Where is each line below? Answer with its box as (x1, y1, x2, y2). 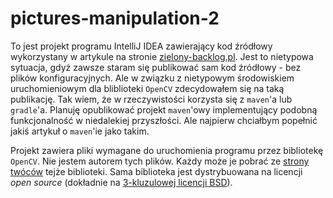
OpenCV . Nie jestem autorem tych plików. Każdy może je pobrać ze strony (10, 155, 310, 167)
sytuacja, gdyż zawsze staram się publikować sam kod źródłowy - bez (10, 61, 302, 73)
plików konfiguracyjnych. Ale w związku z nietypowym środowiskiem (10, 72, 295, 84)
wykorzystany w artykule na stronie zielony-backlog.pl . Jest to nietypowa (10, 50, 314, 62)
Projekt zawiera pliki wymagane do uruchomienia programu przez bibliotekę (10, 144, 324, 156)
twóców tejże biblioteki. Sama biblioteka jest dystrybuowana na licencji (10, 165, 303, 177)
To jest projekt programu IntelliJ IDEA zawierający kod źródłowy (10, 40, 273, 52)
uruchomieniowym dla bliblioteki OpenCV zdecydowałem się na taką (10, 82, 285, 94)
